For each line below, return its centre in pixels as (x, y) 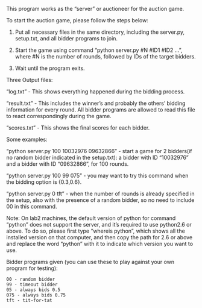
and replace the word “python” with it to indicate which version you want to (100, 244)
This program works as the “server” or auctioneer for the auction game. (95, 9)
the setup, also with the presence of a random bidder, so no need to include (100, 200)
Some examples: (27, 139)
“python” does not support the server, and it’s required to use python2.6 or (99, 225)
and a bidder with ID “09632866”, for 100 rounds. (68, 164)
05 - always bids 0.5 (33, 290)
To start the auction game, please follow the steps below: (77, 20)
